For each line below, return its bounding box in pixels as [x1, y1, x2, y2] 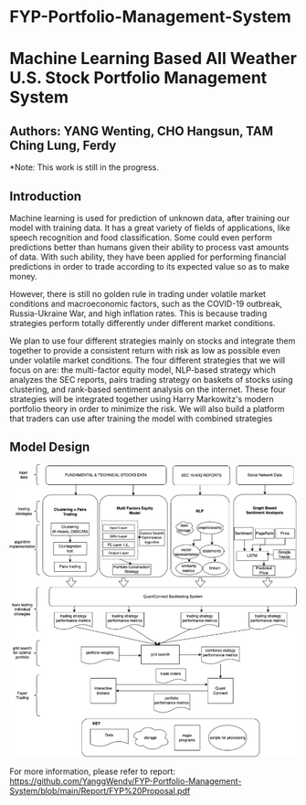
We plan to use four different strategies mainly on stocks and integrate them [9, 335, 296, 346]
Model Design [9, 440, 90, 455]
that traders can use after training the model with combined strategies [9, 413, 273, 424]
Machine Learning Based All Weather [9, 48, 297, 69]
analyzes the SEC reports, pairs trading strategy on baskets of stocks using [9, 375, 293, 385]
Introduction [9, 188, 82, 204]
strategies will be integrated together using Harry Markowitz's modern [9, 394, 274, 404]
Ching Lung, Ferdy [9, 137, 117, 153]
